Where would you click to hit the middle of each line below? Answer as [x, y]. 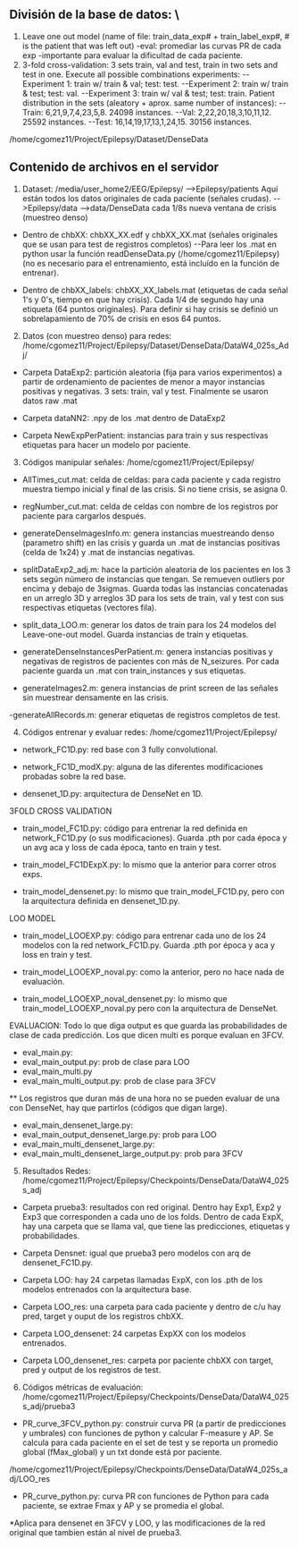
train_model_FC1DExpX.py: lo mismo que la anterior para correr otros [149, 864]
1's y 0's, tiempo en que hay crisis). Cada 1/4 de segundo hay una [143, 300]
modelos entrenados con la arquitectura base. [107, 1289]
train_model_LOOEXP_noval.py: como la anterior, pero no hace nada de [153, 972]
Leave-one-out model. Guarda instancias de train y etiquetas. [135, 634]
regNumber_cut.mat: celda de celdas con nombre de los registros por [150, 506]
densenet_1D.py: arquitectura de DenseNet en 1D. [112, 793]
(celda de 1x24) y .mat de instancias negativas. [108, 552]
